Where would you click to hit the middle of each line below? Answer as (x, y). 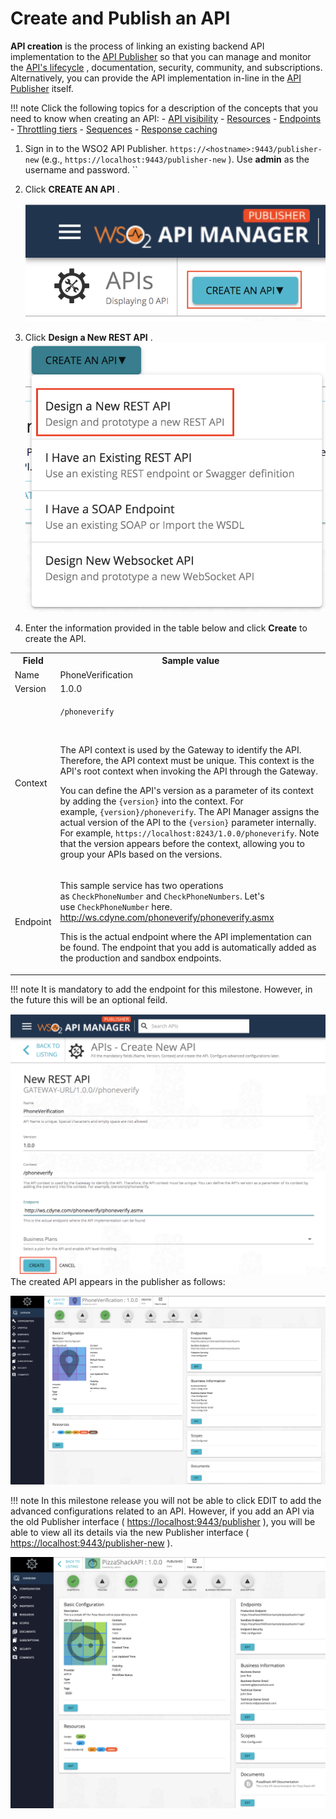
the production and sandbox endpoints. (140, 958)
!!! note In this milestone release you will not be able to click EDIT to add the (166, 1501)
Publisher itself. (42, 88)
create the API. (55, 638)
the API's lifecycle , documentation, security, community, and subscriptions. (166, 67)
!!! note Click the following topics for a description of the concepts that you (164, 108)
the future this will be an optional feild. (89, 999)
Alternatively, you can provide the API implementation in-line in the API (156, 78)
